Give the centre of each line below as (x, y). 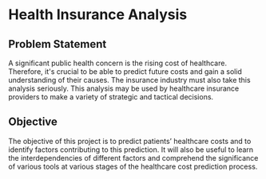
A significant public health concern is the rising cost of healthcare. (118, 63)
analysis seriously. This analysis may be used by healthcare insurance (124, 88)
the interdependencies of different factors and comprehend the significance (133, 158)
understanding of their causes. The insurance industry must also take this (129, 80)
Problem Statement (58, 44)
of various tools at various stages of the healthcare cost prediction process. (133, 166)
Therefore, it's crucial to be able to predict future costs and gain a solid (125, 72)
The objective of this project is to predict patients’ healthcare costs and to (130, 141)
